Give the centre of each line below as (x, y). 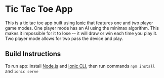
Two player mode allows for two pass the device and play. (64, 39)
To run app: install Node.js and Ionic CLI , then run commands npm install (80, 66)
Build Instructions (33, 54)
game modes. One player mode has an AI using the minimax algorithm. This (82, 28)
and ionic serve (22, 71)
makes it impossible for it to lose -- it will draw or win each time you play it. (81, 33)
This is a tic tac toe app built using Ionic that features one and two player (79, 23)
